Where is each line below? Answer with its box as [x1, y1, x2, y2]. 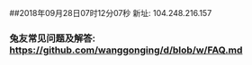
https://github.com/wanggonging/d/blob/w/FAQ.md [9, 44, 243, 56]
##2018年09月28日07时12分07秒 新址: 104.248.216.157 [9, 8, 212, 18]
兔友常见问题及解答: [9, 32, 96, 45]
